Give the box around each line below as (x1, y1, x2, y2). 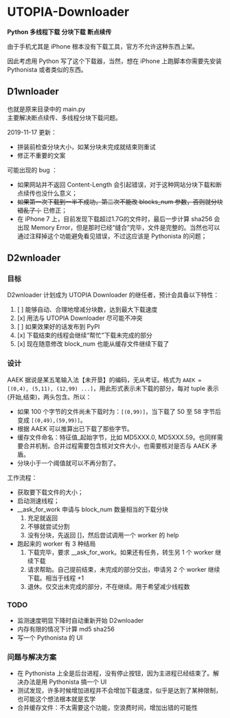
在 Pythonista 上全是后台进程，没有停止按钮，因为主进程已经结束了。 (16, 669, 214, 678)
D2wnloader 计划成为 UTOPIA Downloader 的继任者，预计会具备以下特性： (7, 291, 220, 299)
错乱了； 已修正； (16, 206, 67, 214)
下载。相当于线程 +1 (27, 574, 84, 582)
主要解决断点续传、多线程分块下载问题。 (7, 113, 122, 121)
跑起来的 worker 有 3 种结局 (16, 540, 96, 548)
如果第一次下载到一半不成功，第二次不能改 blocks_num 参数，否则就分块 (16, 197, 223, 206)
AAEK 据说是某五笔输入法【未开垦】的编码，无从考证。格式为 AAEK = (7, 375, 202, 384)
